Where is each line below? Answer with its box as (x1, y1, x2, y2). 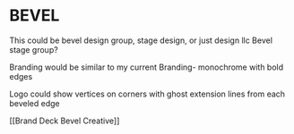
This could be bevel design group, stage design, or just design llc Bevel (9, 35, 273, 46)
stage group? (9, 44, 58, 54)
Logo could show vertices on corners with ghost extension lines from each (9, 88, 285, 99)
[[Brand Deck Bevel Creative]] (9, 115, 120, 126)
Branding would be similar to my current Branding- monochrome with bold (9, 62, 284, 72)
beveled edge (9, 97, 60, 108)
